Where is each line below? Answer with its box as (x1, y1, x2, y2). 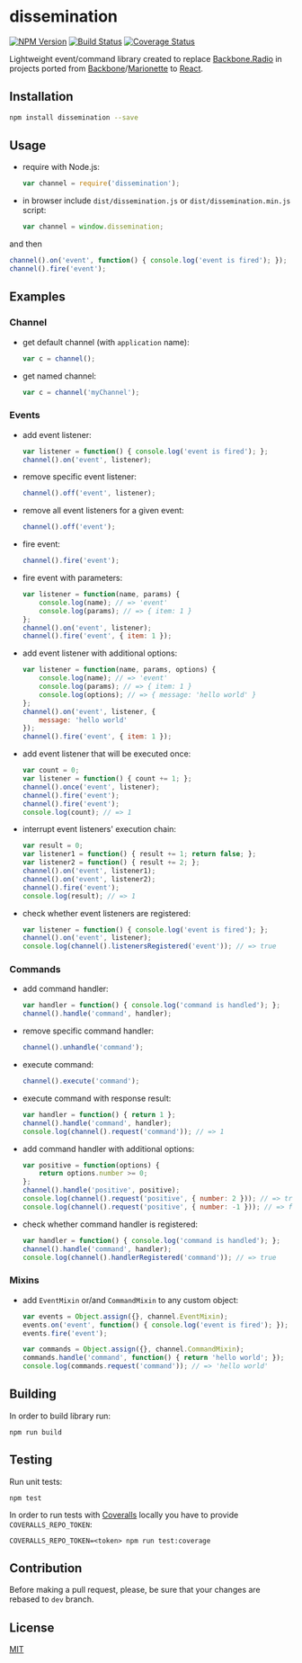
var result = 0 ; (22, 841, 84, 851)
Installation (9, 89, 74, 104)
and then (9, 238, 42, 249)
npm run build (9, 1427, 63, 1436)
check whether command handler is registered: (22, 1219, 198, 1229)
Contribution (9, 1560, 83, 1576)
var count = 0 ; (22, 766, 80, 775)
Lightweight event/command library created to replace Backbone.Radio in (9, 53, 283, 64)
